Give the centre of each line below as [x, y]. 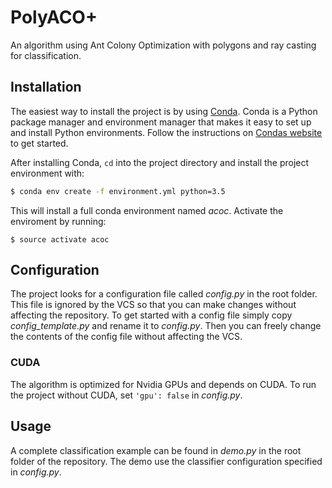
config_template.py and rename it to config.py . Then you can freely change [166, 326]
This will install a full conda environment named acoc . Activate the [147, 210]
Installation [46, 87]
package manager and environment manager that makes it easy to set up [161, 122]
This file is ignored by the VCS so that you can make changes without [153, 305]
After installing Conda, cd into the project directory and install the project [160, 162]
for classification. [46, 55]
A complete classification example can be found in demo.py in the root [156, 450]
